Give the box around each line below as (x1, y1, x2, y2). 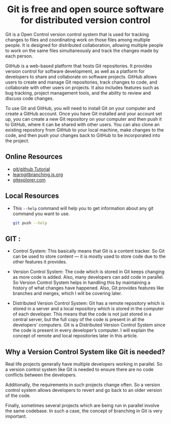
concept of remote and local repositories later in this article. (12, 333, 138, 339)
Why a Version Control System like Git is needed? (5, 348, 165, 356)
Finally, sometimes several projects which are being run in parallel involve (5, 403, 159, 409)
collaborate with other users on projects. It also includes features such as (5, 84, 159, 90)
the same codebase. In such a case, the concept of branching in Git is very (5, 408, 163, 414)
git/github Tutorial (12, 166, 50, 172)
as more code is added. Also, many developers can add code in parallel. (12, 274, 164, 280)
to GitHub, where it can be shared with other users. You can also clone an (5, 121, 160, 127)
